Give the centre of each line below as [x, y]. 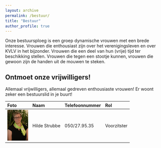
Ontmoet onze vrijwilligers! [48, 77]
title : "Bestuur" [23, 21]
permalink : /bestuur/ [27, 16]
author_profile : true [27, 26]
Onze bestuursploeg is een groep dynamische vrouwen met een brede [77, 41]
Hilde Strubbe [47, 125]
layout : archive [22, 10]
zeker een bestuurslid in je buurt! [39, 94]
